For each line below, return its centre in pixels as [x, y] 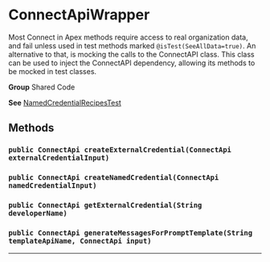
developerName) [38, 214]
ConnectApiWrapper [79, 15]
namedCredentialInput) [53, 186]
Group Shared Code [42, 87]
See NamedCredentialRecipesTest [65, 102]
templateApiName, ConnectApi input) [80, 241]
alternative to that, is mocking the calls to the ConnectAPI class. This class [131, 54]
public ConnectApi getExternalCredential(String [105, 206]
